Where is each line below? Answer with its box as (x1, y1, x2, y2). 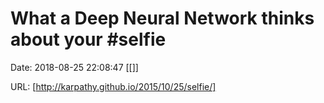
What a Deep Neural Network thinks (10, 7, 315, 30)
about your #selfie (10, 28, 167, 51)
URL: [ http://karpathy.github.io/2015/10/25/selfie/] (10, 80, 217, 92)
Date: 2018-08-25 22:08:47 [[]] (10, 61, 139, 73)
